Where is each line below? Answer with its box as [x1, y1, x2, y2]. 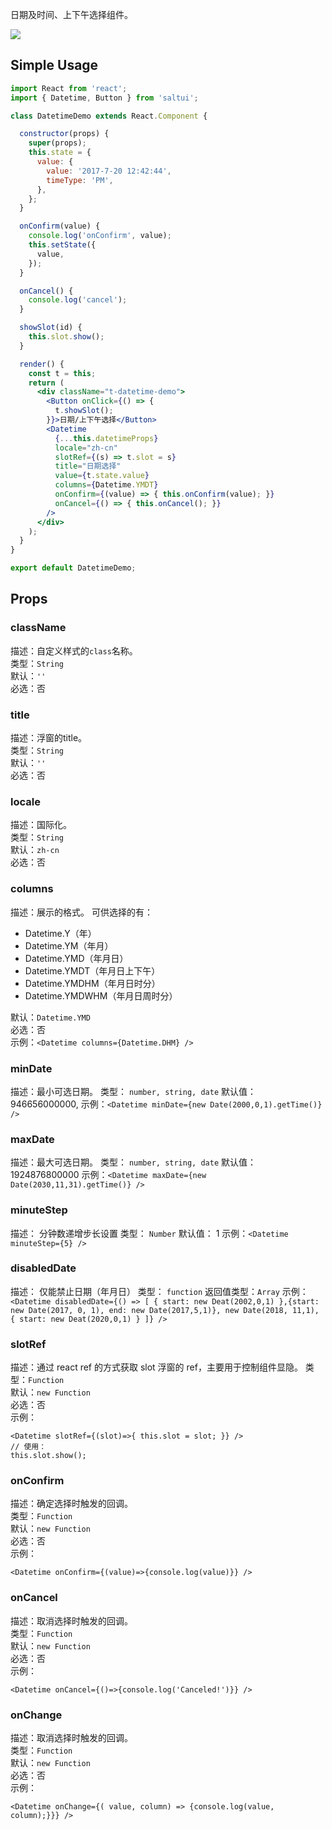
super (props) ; [28, 138, 87, 148]
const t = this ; [28, 368, 97, 378]
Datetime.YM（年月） [24, 939, 114, 952]
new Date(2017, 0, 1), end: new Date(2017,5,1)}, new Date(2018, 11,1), [10, 1305, 320, 1315]
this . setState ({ [28, 240, 97, 250]
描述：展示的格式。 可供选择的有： [10, 906, 153, 918]
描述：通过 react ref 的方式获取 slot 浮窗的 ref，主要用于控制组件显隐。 [10, 1361, 303, 1373]
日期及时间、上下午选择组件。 [10, 9, 133, 20]
